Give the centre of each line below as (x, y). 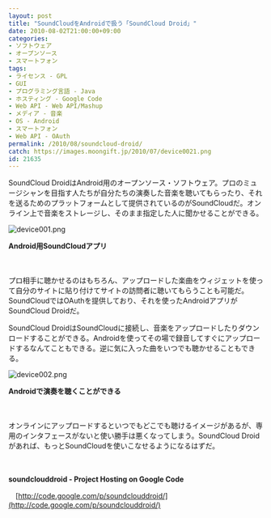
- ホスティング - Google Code (55, 99)
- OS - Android (34, 121)
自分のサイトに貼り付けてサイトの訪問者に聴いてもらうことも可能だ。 (132, 291)
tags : (17, 69)
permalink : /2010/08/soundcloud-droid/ (76, 144)
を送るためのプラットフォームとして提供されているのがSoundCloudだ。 (128, 203)
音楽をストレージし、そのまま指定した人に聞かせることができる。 (153, 213)
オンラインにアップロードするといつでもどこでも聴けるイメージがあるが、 (132, 426)
